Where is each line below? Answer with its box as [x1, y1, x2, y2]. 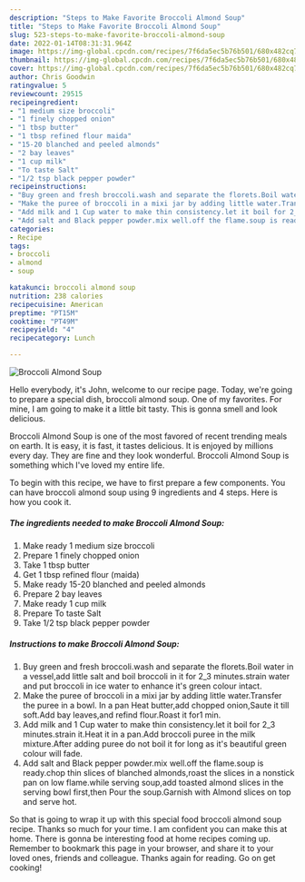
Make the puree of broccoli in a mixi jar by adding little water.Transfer [22, 689, 282, 700]
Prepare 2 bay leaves [22, 588, 103, 600]
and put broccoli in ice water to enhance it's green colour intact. [22, 680, 262, 691]
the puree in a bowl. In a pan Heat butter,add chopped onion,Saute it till [22, 699, 290, 710]
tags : [9, 242, 30, 251]
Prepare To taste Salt [22, 608, 102, 619]
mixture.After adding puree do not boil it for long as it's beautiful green [22, 738, 288, 749]
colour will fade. [22, 748, 84, 758]
